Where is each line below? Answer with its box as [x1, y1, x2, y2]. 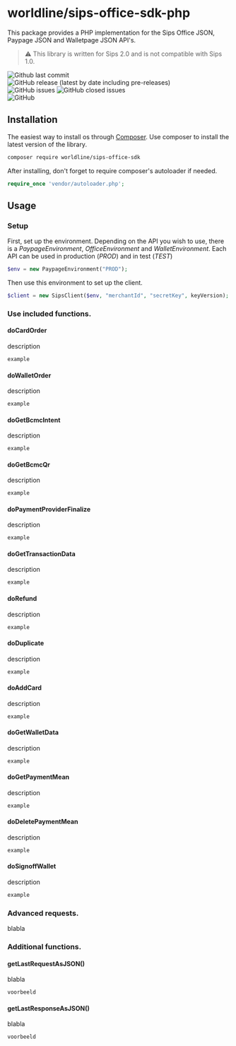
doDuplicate [7, 639, 45, 647]
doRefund [7, 594, 37, 602]
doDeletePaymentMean [7, 818, 78, 826]
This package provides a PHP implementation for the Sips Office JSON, [7, 28, 216, 37]
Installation [7, 114, 58, 126]
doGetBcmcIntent [7, 416, 61, 424]
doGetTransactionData [7, 549, 76, 558]
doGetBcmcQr [7, 460, 51, 469]
